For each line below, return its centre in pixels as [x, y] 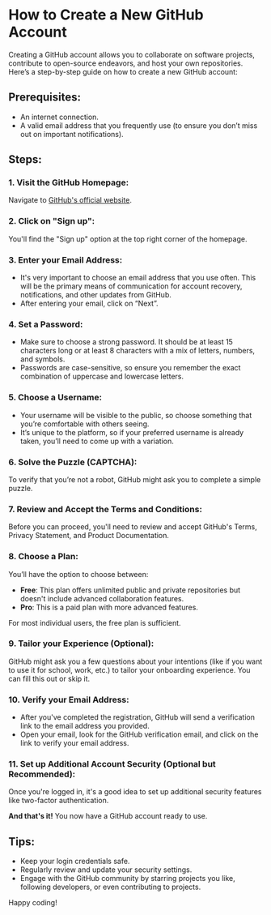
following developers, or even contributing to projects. [110, 887]
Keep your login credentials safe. [75, 862]
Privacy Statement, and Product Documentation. [89, 536]
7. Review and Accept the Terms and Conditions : [105, 509]
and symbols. [42, 359]
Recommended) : [42, 774]
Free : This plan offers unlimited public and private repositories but [130, 590]
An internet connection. [59, 117]
